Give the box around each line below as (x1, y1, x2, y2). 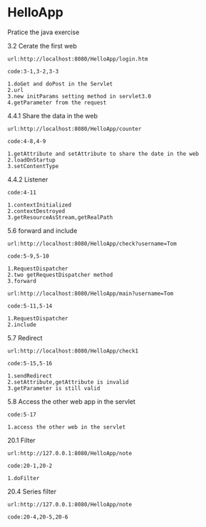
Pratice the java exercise (7, 28, 80, 36)
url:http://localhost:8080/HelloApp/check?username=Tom (7, 240, 177, 247)
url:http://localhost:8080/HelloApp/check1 (7, 347, 139, 355)
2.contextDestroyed (7, 207, 66, 214)
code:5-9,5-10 (7, 252, 50, 260)
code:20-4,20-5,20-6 (7, 513, 69, 521)
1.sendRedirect (7, 372, 53, 380)
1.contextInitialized (7, 201, 72, 209)
